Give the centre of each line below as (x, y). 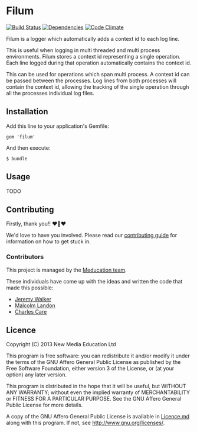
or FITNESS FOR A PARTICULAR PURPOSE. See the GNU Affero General (94, 399)
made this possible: (30, 288)
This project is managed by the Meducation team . (66, 270)
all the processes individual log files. (50, 93)
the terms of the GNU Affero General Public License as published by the (93, 362)
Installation (27, 112)
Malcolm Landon (35, 305)
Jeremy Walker (33, 299)
